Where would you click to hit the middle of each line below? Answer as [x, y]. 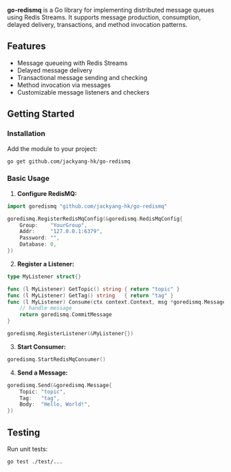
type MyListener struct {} [44, 276]
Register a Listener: [45, 264]
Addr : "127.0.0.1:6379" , [61, 232]
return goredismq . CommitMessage [66, 315]
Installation [26, 134]
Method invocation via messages [64, 85]
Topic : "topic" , [43, 392]
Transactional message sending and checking [82, 77]
